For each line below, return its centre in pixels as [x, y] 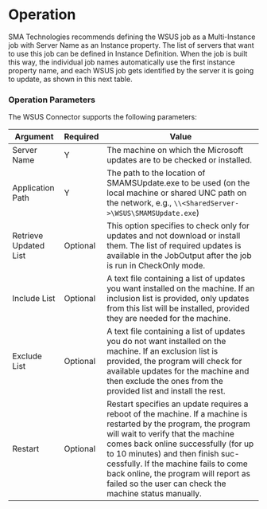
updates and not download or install [174, 236]
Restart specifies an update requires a [178, 404]
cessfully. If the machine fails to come [177, 464]
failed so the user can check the [166, 484]
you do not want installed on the [166, 342]
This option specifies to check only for [178, 226]
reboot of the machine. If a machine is [177, 414]
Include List [34, 299]
